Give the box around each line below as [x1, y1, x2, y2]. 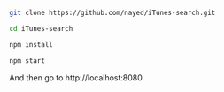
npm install [9, 40, 53, 49]
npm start [9, 56, 46, 65]
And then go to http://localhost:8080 [9, 72, 143, 83]
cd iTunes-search [9, 24, 73, 33]
